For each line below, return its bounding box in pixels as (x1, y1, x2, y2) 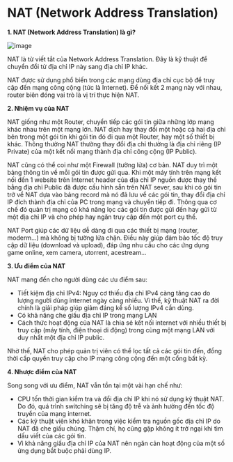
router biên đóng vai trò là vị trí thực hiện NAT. (7, 91, 140, 99)
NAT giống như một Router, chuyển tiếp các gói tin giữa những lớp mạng (7, 117, 214, 126)
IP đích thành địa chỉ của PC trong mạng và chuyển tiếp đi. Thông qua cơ (7, 197, 217, 206)
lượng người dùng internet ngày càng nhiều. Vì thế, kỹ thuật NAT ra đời (17, 296, 220, 305)
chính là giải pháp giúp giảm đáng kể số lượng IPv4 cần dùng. (17, 303, 194, 311)
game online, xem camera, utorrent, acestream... (7, 248, 147, 256)
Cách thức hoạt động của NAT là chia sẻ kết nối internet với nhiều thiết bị (17, 318, 227, 327)
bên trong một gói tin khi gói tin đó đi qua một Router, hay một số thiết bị (7, 132, 215, 141)
